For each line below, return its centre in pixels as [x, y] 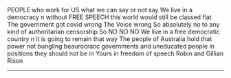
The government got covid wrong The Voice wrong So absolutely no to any [113, 24]
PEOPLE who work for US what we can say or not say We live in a [100, 10]
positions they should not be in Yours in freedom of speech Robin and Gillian [115, 53]
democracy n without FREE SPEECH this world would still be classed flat [109, 17]
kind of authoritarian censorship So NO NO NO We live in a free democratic [113, 31]
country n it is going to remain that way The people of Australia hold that [110, 39]
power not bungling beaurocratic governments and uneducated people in [111, 46]
